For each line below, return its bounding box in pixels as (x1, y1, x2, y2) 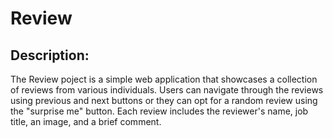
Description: (10, 47, 90, 64)
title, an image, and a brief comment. (10, 116, 162, 127)
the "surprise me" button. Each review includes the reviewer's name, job (10, 105, 309, 117)
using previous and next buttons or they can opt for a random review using (10, 95, 318, 106)
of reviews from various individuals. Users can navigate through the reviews (10, 84, 324, 96)
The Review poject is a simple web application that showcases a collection (10, 73, 318, 85)
